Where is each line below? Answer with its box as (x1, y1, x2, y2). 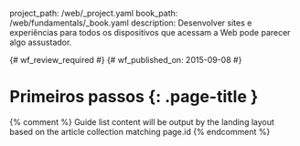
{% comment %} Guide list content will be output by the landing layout (9, 116, 274, 127)
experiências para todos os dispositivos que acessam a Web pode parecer (9, 27, 291, 37)
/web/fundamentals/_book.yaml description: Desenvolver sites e (9, 17, 252, 28)
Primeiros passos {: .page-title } (9, 87, 259, 108)
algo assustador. (9, 36, 72, 47)
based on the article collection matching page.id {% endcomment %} (9, 126, 271, 137)
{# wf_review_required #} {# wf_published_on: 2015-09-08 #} (9, 55, 242, 65)
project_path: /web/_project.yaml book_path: (9, 8, 178, 18)
